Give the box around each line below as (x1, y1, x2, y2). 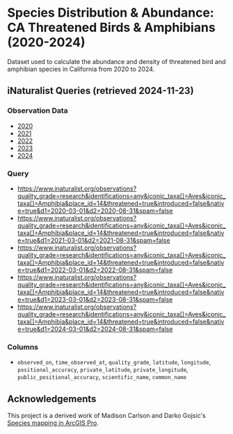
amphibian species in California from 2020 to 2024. (7, 65, 155, 73)
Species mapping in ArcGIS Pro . (7, 419, 99, 427)
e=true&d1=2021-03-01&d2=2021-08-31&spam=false (17, 236, 170, 244)
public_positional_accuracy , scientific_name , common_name (17, 373, 187, 381)
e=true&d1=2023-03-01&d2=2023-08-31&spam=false (17, 295, 173, 303)
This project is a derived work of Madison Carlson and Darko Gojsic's (7, 412, 207, 420)
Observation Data (7, 106, 68, 115)
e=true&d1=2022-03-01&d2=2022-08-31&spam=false (17, 266, 173, 274)
